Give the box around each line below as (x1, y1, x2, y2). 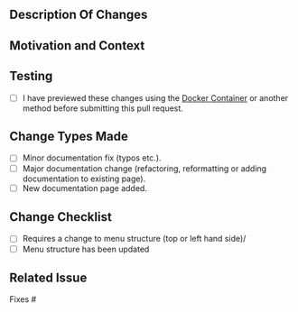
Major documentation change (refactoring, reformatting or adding (22, 162, 267, 174)
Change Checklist (9, 209, 113, 225)
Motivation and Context (9, 38, 145, 53)
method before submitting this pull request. (22, 103, 183, 114)
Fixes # (9, 294, 37, 305)
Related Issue (9, 270, 88, 285)
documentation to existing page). (22, 173, 146, 184)
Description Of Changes (9, 7, 148, 23)
